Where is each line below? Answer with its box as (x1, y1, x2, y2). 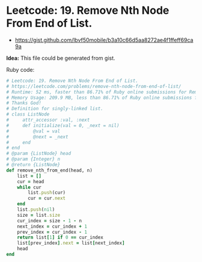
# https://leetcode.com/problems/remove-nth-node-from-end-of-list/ (6, 83, 182, 89)
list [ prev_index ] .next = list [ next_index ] (17, 240, 125, 246)
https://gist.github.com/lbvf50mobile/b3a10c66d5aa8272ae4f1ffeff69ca (14, 36, 194, 43)
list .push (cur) (28, 190, 66, 196)
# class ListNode (6, 111, 50, 117)
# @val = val (6, 128, 61, 134)
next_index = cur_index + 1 (17, 223, 87, 229)
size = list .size (17, 212, 61, 218)
